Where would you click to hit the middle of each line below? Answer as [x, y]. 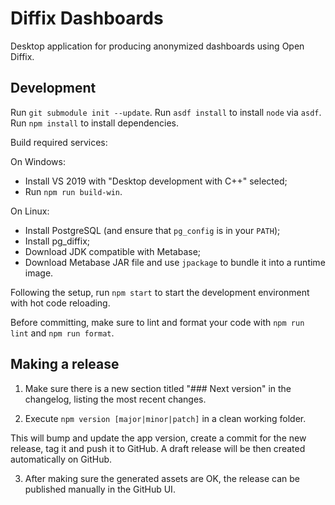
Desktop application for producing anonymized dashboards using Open [157, 46]
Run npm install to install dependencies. [94, 123]
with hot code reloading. [60, 303]
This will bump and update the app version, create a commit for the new [158, 438]
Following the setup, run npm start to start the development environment [160, 292]
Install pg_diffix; [57, 241]
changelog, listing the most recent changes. [115, 399]
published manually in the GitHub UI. [100, 489]
